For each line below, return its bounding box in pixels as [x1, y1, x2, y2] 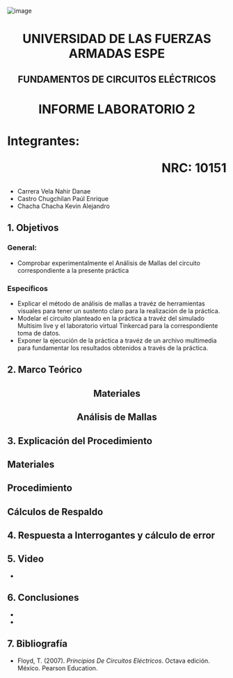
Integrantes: [7, 133, 80, 149]
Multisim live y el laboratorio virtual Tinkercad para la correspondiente [17, 321, 218, 330]
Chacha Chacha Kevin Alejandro [17, 202, 110, 210]
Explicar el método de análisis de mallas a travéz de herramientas [17, 299, 205, 308]
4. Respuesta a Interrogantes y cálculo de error [7, 530, 216, 542]
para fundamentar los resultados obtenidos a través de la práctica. [17, 343, 209, 352]
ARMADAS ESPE [68, 46, 166, 62]
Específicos [7, 283, 49, 293]
